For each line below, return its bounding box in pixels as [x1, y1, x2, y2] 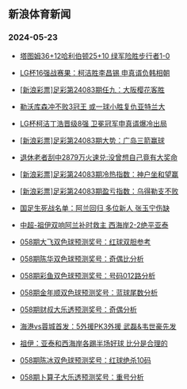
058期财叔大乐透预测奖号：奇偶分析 [19, 305, 137, 314]
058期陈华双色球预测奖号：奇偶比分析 [19, 254, 144, 263]
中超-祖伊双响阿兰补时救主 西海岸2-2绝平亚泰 [19, 220, 169, 229]
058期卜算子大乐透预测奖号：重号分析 [19, 372, 144, 382]
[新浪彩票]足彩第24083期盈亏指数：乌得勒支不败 [19, 186, 179, 196]
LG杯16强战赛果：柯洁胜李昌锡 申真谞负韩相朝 [19, 68, 170, 77]
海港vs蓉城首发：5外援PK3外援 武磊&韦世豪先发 [19, 321, 177, 331]
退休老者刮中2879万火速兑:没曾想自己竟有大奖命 [19, 152, 178, 161]
